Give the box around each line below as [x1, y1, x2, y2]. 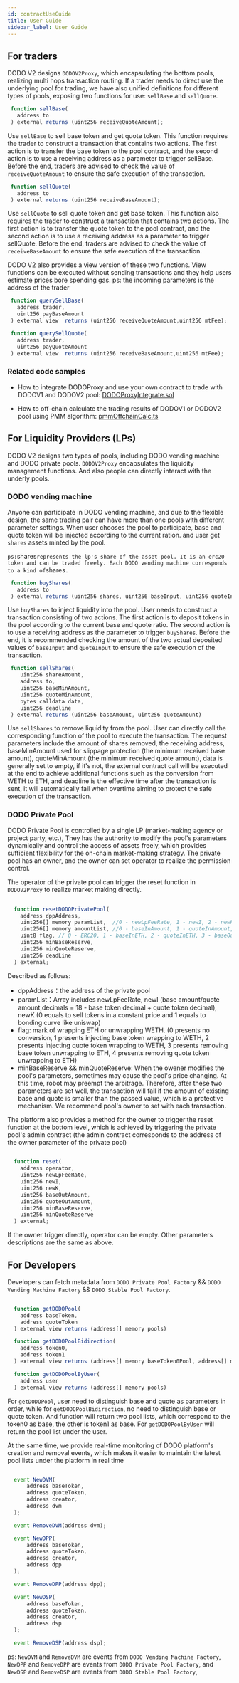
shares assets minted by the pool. [7, 538, 106, 547]
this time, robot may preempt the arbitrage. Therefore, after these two [17, 1079, 223, 1087]
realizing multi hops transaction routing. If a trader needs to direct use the [7, 76, 223, 85]
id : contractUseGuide [7, 10, 72, 18]
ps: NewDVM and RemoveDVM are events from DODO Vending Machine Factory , [7, 1652, 221, 1661]
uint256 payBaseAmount [16, 310, 84, 318]
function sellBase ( [10, 105, 69, 112]
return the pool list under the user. [7, 1427, 107, 1435]
